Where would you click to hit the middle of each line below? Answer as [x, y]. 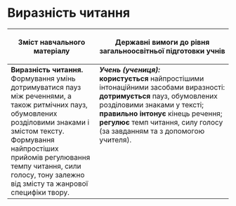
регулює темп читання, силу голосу [161, 122]
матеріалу [52, 50]
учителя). [116, 139]
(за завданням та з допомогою [152, 131]
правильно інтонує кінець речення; [161, 114]
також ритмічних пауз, [49, 104]
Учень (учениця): [130, 69]
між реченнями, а [41, 96]
